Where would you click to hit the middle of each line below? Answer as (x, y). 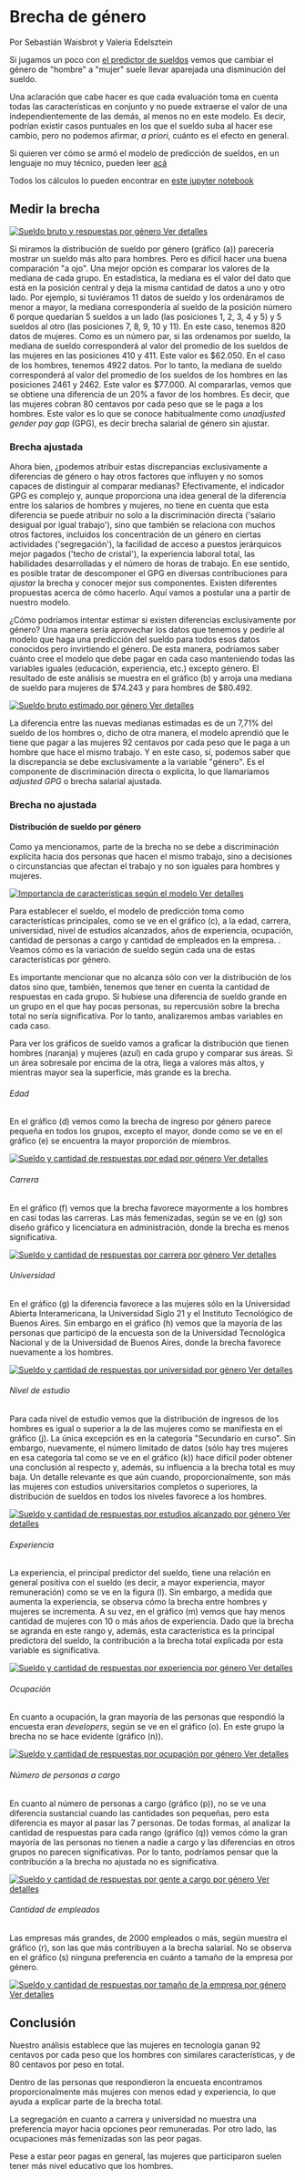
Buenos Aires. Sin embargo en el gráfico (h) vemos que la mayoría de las (146, 1323)
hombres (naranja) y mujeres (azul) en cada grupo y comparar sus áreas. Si (151, 1053)
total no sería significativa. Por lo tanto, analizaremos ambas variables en (147, 1016)
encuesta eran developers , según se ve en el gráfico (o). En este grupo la (147, 1727)
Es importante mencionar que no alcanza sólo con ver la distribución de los (151, 977)
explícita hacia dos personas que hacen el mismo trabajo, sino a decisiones (151, 857)
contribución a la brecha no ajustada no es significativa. (114, 1861)
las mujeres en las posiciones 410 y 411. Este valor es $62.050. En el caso (147, 355)
